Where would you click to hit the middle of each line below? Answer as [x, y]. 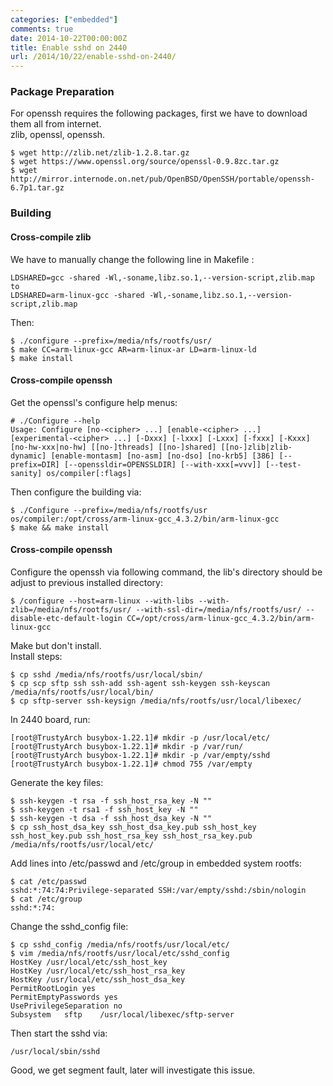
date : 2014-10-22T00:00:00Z [69, 38]
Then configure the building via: [76, 492]
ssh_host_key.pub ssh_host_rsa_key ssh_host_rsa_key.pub [131, 836]
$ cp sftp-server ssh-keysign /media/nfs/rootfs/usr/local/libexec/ [156, 701]
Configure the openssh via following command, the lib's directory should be [166, 572]
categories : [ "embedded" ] [64, 19]
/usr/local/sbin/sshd [55, 1051]
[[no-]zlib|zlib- [256, 447]
